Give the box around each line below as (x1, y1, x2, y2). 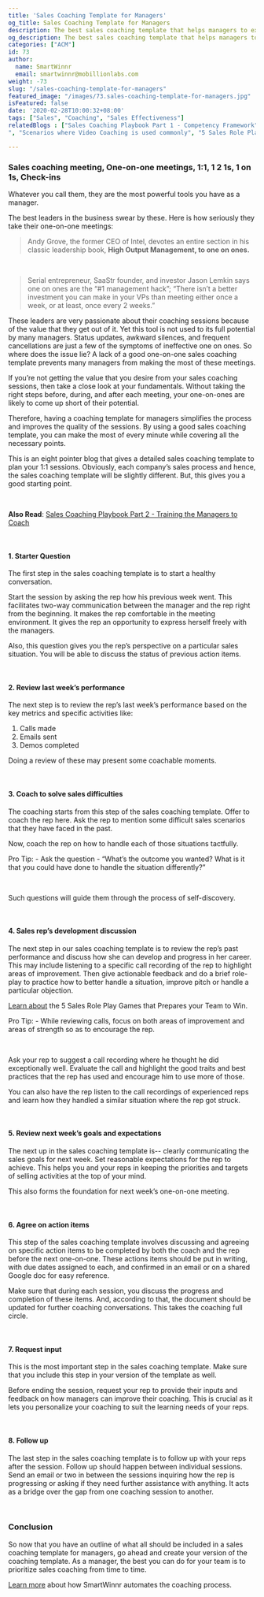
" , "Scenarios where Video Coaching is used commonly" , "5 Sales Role (8, 128, 244, 136)
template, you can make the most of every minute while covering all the (8, 430, 240, 440)
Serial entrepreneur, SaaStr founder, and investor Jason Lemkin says (27, 275, 250, 284)
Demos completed (19, 741, 80, 750)
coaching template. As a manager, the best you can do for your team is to (8, 1556, 246, 1565)
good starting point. (8, 478, 72, 488)
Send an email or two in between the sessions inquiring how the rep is (8, 1470, 236, 1480)
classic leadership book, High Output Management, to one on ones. (27, 245, 250, 254)
